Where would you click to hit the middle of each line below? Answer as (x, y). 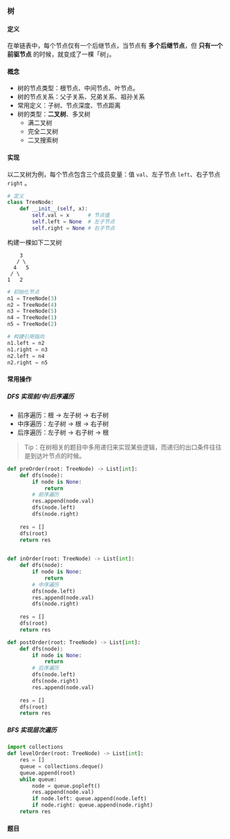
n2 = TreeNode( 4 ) (32, 305)
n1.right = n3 (28, 349)
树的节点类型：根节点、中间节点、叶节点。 (78, 88)
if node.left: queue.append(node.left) (90, 799)
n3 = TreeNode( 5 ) (32, 311)
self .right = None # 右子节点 (74, 228)
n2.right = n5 (28, 362)
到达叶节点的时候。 (57, 455)
